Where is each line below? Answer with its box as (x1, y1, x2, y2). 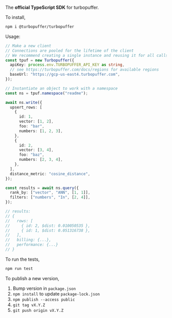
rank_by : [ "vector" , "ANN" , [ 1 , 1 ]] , (10, 190, 91, 195)
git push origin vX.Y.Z (12, 308, 64, 313)
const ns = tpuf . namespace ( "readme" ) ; (5, 91, 88, 96)
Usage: (5, 33, 20, 39)
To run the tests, (5, 256, 40, 262)
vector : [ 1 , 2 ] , (18, 119, 54, 124)
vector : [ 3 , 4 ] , (18, 147, 54, 153)
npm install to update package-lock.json (12, 290, 100, 296)
